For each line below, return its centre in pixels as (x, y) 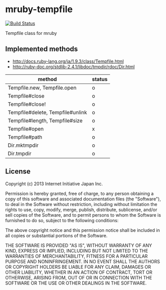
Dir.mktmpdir (23, 145)
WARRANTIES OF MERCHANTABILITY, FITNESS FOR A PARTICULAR (76, 256)
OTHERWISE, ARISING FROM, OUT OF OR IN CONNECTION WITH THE (79, 277)
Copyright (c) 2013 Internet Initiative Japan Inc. (54, 184)
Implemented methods (42, 49)
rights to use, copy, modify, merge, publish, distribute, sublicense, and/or (81, 210)
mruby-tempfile (39, 9)
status (99, 79)
